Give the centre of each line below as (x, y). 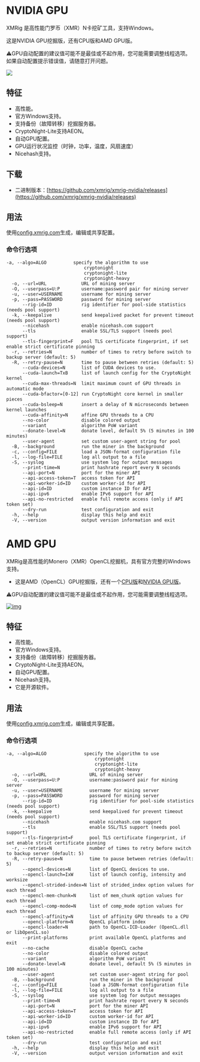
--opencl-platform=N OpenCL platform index (84, 922)
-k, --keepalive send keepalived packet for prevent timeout (103, 315)
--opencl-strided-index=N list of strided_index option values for (108, 885)
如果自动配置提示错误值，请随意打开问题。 (59, 61)
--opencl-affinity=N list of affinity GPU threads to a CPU (105, 917)
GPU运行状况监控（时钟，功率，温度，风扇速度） (75, 146)
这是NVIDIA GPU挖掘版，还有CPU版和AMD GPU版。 (71, 40)
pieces (14, 399)
